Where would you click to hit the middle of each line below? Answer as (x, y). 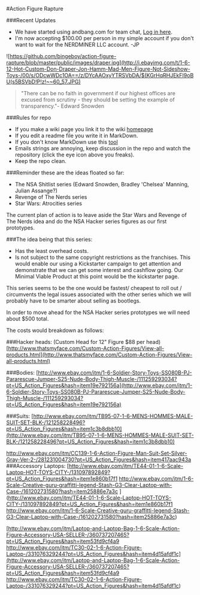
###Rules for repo (29, 117)
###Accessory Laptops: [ (38, 466)
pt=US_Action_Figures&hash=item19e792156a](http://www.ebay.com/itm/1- (99, 385)
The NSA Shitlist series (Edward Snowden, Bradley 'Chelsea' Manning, (102, 184)
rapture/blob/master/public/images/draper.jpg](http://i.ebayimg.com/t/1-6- (98, 63)
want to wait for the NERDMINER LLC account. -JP (77, 45)
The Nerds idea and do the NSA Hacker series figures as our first (87, 221)
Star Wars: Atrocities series (49, 203)
